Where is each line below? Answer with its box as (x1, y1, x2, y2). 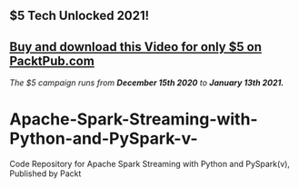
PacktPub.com (9, 53, 95, 68)
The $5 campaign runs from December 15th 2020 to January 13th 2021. (9, 77, 284, 88)
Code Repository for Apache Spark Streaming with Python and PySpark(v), (9, 159, 291, 170)
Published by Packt (9, 168, 82, 179)
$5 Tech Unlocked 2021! (9, 8, 150, 24)
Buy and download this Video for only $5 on (9, 39, 262, 54)
